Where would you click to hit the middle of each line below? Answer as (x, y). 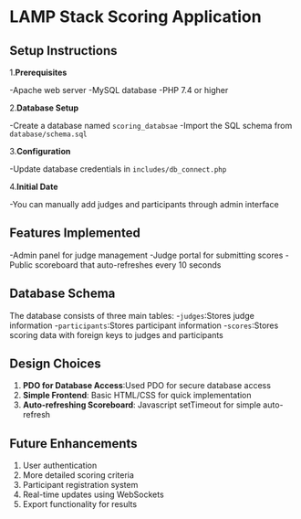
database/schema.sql (49, 134)
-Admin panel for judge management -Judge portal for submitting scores (146, 255)
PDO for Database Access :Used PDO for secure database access (147, 386)
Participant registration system (80, 485)
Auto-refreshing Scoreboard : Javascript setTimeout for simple (142, 405)
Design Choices (56, 364)
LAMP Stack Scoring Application (135, 17)
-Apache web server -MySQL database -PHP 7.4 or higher (119, 90)
